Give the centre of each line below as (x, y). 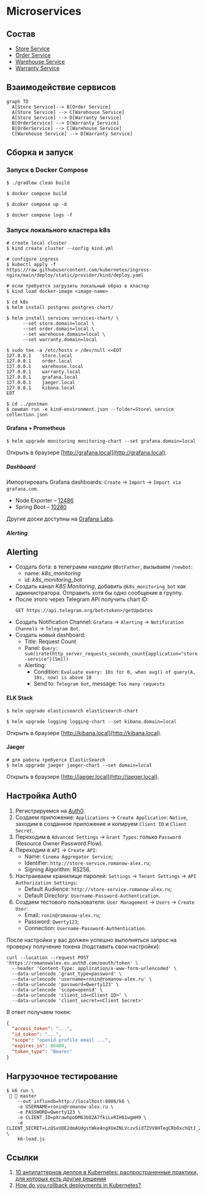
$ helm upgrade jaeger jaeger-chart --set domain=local (79, 765)
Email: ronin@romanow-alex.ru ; (63, 915)
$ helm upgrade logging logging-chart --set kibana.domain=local (91, 722)
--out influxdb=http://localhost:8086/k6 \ (74, 1101)
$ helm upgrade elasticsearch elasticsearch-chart (72, 711)
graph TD (17, 101)
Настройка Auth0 (42, 796)
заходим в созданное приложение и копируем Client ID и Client (101, 823)
